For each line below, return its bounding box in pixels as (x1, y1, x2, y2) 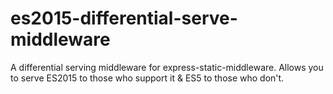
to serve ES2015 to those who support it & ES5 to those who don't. (10, 72, 285, 84)
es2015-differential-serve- (10, 7, 238, 30)
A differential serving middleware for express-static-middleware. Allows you (10, 61, 324, 73)
